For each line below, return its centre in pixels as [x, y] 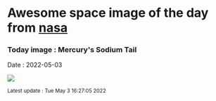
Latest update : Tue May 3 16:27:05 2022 [57, 91]
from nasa [38, 28]
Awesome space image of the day [108, 13]
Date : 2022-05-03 [35, 65]
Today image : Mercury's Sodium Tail [72, 50]
